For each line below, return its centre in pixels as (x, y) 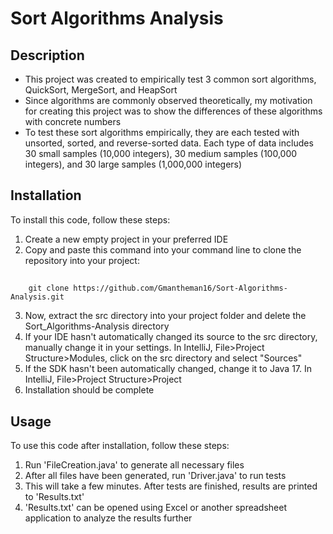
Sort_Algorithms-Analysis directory (97, 326)
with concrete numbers (73, 121)
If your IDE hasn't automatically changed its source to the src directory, (171, 337)
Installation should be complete (89, 390)
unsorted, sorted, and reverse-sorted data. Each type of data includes (169, 143)
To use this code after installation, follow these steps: (120, 446)
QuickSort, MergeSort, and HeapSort (101, 90)
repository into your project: (82, 260)
